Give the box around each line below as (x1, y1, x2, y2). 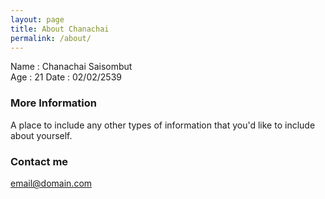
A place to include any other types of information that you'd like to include (10, 119, 316, 131)
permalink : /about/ (10, 33, 92, 43)
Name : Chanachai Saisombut (10, 61, 133, 73)
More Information (10, 96, 97, 110)
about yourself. (10, 129, 73, 141)
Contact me (10, 154, 69, 168)
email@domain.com (10, 177, 93, 189)
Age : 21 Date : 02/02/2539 (10, 71, 122, 83)
